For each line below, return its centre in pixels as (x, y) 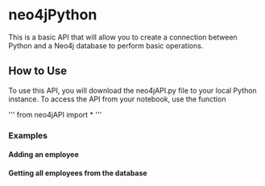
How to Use (38, 71)
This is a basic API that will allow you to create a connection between (123, 37)
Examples (28, 135)
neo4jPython (53, 15)
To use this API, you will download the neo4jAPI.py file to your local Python (133, 90)
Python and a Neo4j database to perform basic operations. (106, 45)
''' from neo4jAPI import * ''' (55, 114)
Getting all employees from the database (78, 173)
